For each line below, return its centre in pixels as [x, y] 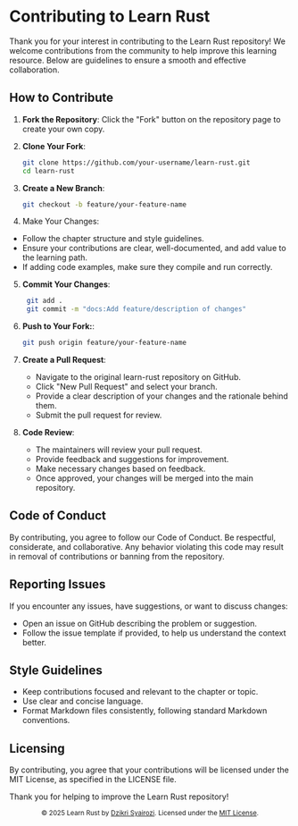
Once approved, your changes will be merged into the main [145, 478]
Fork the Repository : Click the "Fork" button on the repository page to [151, 119]
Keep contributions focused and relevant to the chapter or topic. [140, 692]
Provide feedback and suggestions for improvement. [132, 459]
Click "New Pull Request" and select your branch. [126, 387]
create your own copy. [63, 129]
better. [34, 642]
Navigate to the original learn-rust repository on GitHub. [138, 377]
